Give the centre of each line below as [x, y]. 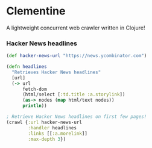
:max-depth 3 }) [47, 139]
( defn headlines [27, 67]
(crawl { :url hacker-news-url [44, 122]
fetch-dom [34, 89]
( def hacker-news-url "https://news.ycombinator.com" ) [77, 56]
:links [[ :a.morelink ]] [58, 134]
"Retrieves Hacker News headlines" [56, 72]
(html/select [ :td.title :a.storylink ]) [74, 94]
